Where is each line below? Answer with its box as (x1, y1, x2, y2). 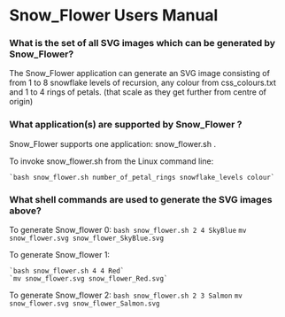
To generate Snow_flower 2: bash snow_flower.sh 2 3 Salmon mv (9, 290, 243, 301)
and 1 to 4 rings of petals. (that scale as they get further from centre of (9, 87, 267, 97)
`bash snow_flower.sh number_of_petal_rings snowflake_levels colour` (9, 173, 275, 182)
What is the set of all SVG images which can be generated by (9, 37, 276, 50)
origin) (9, 97, 34, 107)
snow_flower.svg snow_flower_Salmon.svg (9, 299, 161, 308)
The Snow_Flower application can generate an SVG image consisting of (9, 68, 270, 79)
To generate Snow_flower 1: (9, 250, 111, 260)
